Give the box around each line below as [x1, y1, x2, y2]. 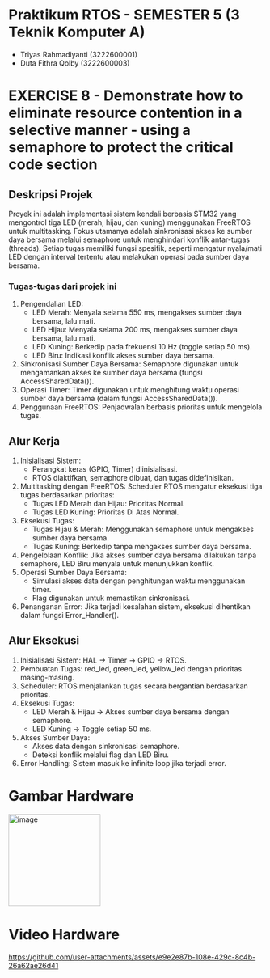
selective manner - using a [8, 121, 192, 139]
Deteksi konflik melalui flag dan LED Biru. [32, 750, 170, 760]
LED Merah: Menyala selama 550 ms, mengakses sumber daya [32, 307, 243, 317]
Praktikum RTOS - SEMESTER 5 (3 [8, 6, 240, 24]
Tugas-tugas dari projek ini [8, 281, 117, 292]
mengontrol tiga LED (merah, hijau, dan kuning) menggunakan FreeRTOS [8, 217, 251, 227]
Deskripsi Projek [8, 188, 93, 201]
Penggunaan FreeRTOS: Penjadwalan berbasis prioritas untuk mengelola [19, 402, 263, 412]
